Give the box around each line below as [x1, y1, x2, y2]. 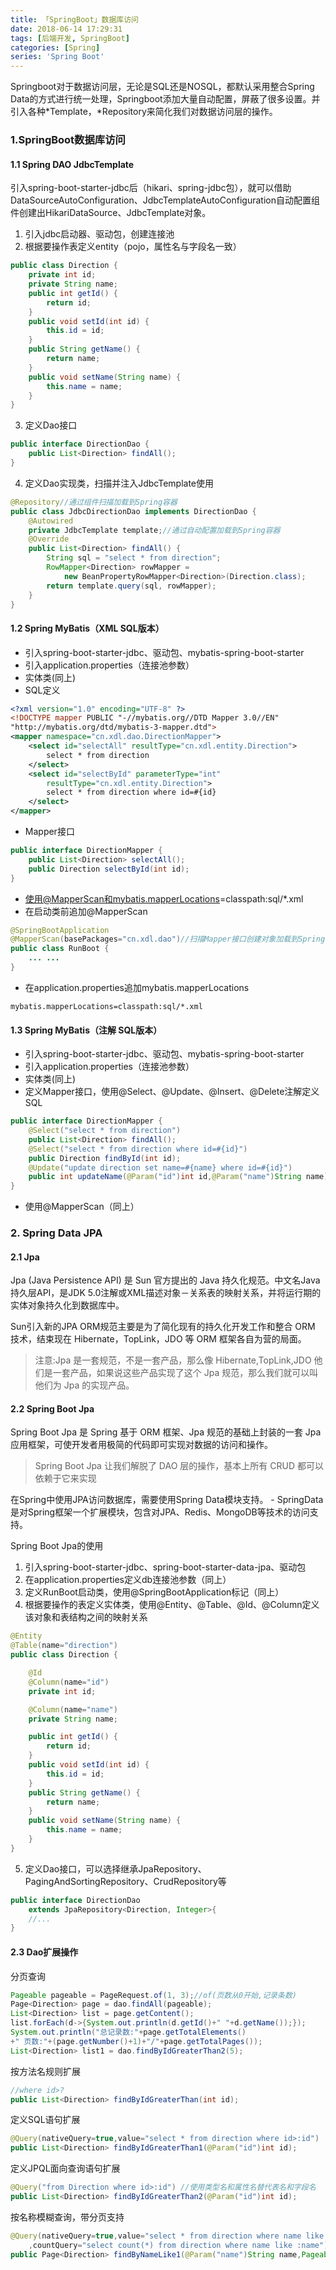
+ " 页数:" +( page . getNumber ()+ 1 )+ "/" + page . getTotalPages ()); [10, 2036, 263, 2046]
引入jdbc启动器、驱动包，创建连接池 [24, 228, 175, 240]
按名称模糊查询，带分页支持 [10, 2211, 125, 2223]
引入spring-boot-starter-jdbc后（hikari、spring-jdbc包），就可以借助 [10, 182, 292, 194]
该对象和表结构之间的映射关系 [24, 1611, 148, 1623]
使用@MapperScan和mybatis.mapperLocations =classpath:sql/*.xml [24, 892, 304, 905]
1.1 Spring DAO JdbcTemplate [10, 158, 135, 170]
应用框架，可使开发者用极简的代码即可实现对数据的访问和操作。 [10, 1439, 273, 1451]
